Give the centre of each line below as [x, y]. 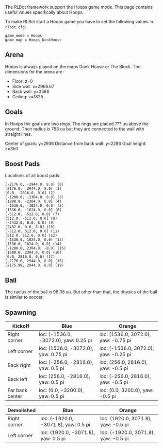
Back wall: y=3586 [31, 91]
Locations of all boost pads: [33, 176]
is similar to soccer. [24, 297]
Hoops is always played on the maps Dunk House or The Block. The [73, 66]
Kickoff [21, 326]
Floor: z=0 [22, 81]
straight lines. [19, 134]
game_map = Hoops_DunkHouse [33, 40]
